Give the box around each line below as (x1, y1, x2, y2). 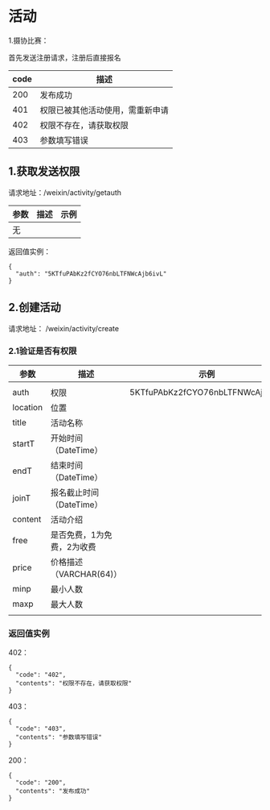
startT (12, 438, 35, 449)
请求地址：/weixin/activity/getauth (8, 187, 122, 197)
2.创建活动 (8, 301, 62, 314)
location (12, 401, 43, 413)
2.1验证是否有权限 (8, 346, 77, 357)
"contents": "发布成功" (15, 787, 91, 795)
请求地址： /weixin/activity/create (8, 323, 119, 333)
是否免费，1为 (50, 529, 104, 540)
